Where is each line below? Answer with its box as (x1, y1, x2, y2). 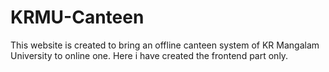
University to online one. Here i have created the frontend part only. (10, 49, 289, 61)
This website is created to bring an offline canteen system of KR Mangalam (10, 39, 320, 51)
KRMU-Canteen (10, 6, 145, 29)
